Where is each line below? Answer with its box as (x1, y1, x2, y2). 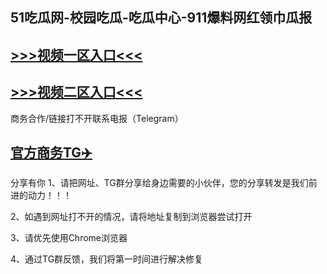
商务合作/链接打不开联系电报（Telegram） (10, 112, 184, 124)
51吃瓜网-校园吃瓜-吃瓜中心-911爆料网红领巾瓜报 (10, 9, 313, 27)
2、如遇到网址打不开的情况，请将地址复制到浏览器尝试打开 (10, 211, 253, 223)
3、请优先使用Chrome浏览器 (10, 232, 128, 244)
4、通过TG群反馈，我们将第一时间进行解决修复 (10, 253, 204, 265)
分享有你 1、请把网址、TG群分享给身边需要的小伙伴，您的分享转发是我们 (10, 177, 309, 189)
